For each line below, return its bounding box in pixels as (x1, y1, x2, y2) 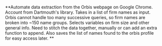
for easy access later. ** (5, 35, 54, 41)
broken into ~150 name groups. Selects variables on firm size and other (5, 20, 150, 25)
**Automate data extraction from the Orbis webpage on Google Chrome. (5, 4, 153, 10)
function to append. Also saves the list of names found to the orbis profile (5, 30, 154, 36)
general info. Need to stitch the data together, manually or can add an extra (5, 25, 157, 31)
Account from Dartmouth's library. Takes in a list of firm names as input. (5, 9, 151, 15)
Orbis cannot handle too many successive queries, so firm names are (5, 15, 146, 20)
